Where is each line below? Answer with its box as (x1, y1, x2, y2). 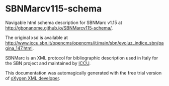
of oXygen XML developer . (5, 75, 60, 81)
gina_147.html (5, 45, 33, 51)
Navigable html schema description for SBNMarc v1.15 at (5, 19, 122, 25)
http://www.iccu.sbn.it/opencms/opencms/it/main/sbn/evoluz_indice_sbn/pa (5, 39, 164, 45)
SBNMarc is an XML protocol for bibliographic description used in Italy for (5, 54, 158, 60)
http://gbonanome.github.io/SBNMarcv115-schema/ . (5, 24, 113, 30)
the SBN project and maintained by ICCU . (5, 60, 91, 66)
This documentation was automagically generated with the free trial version (5, 69, 162, 75)
